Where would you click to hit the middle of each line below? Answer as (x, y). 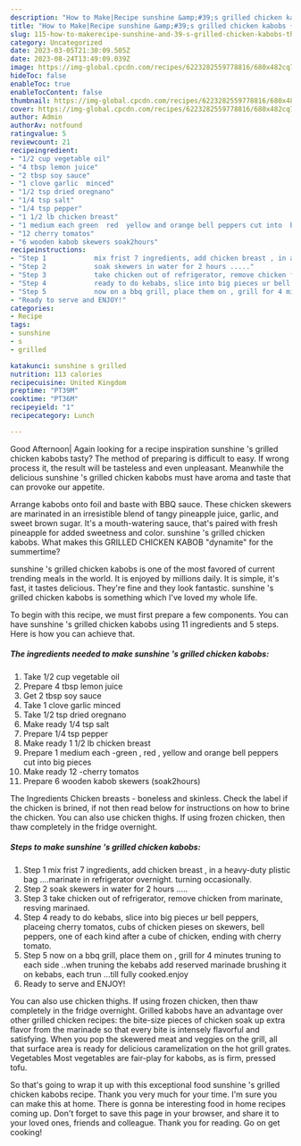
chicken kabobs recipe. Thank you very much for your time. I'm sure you (144, 1094)
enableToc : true (40, 84)
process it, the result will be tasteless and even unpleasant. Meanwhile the (147, 468)
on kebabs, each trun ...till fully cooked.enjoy (105, 974)
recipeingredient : (44, 150)
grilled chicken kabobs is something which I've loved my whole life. (134, 597)
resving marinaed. (56, 908)
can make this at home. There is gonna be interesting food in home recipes (148, 1103)
